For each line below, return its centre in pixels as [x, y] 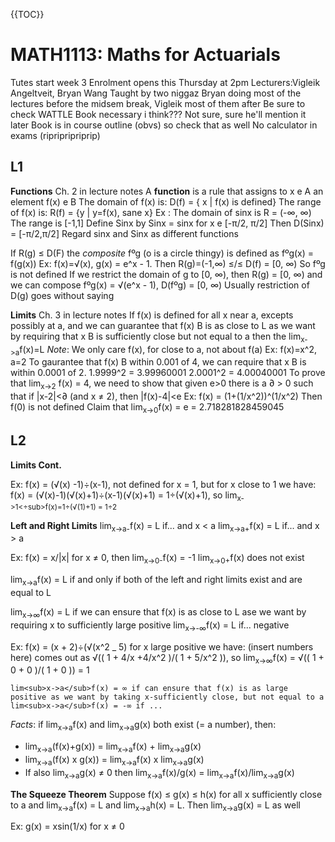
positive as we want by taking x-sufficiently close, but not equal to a [167, 697]
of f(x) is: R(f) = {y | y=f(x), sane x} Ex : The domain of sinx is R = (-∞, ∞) [161, 212]
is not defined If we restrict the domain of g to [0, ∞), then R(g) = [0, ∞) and [166, 274]
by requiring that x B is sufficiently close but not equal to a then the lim [156, 336]
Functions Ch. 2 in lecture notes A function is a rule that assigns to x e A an [167, 191]
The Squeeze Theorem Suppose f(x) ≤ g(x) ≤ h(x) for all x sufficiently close [166, 794]
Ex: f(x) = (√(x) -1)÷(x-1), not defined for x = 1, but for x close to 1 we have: [163, 484]
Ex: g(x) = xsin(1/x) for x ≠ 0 [67, 826]
